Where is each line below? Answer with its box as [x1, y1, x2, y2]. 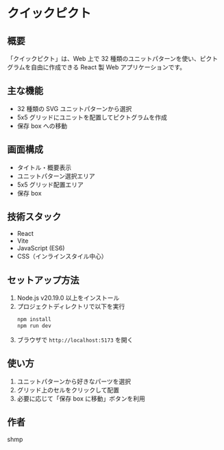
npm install [16, 316, 51, 323]
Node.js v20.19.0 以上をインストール [16, 294, 120, 302]
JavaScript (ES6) [16, 244, 65, 252]
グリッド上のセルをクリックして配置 [16, 386, 120, 394]
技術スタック [7, 211, 62, 223]
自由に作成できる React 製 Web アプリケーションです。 [30, 63, 186, 71]
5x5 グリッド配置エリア [16, 180, 84, 189]
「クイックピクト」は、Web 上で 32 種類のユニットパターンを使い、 [7, 55, 201, 62]
